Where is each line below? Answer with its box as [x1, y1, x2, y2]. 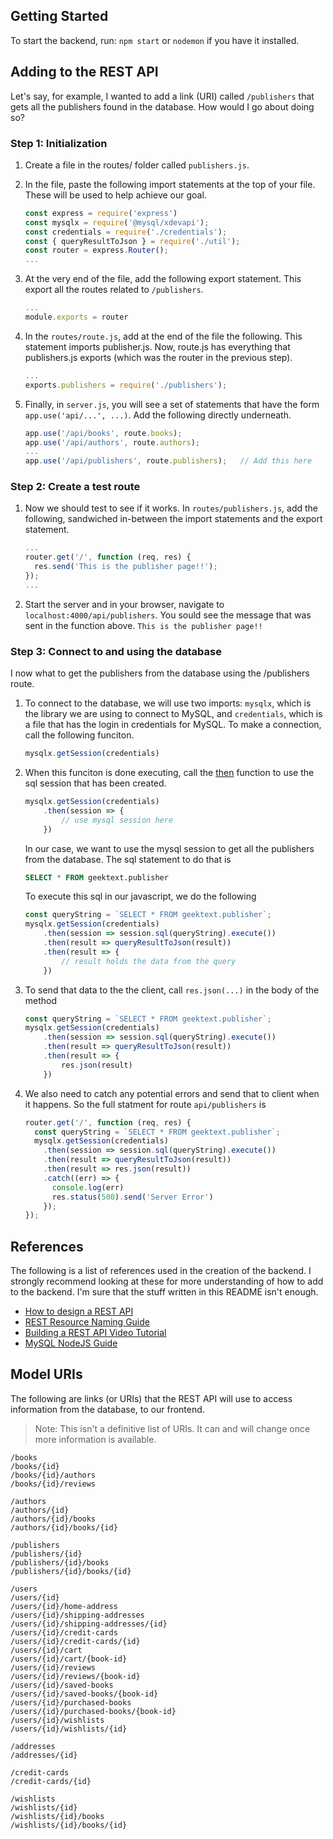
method [24, 994, 58, 1006]
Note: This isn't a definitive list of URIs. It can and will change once [34, 1422, 311, 1434]
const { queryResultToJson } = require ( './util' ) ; [24, 236, 241, 246]
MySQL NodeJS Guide [24, 1337, 118, 1349]
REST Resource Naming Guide [24, 1316, 150, 1328]
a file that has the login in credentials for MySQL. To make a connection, [24, 719, 322, 731]
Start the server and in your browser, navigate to [24, 598, 225, 610]
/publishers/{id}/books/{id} [10, 1566, 132, 1576]
